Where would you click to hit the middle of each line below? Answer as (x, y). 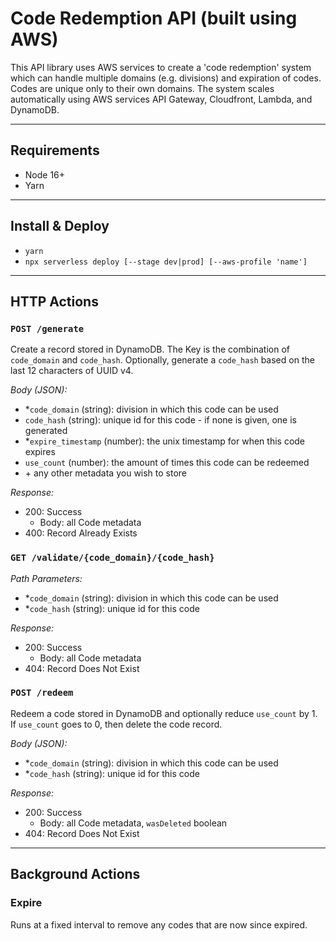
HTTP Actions (54, 301)
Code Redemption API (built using (154, 18)
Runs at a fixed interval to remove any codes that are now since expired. (159, 924)
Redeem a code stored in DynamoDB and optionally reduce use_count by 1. (164, 713)
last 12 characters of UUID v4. (72, 371)
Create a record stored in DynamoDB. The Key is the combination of (150, 349)
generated (46, 431)
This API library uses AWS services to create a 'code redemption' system (161, 67)
